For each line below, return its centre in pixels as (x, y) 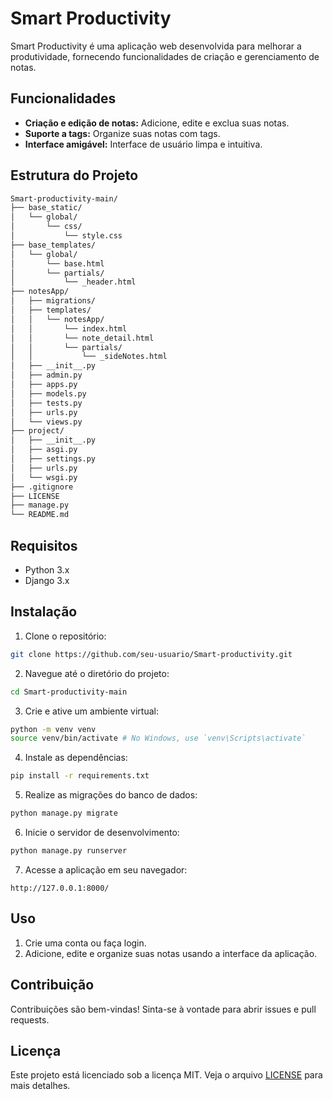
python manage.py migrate (64, 813)
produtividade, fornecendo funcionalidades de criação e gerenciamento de (165, 56)
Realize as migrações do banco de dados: (111, 795)
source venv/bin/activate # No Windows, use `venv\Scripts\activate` (158, 738)
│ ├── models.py (48, 393)
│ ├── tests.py (46, 403)
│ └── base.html (57, 263)
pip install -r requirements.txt (80, 776)
